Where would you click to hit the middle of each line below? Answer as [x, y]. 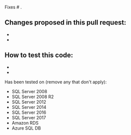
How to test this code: [39, 55]
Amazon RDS [25, 123]
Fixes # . [13, 7]
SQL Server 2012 [29, 102]
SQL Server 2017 [29, 117]
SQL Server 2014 [29, 107]
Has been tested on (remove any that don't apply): [56, 82]
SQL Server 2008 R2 [33, 97]
